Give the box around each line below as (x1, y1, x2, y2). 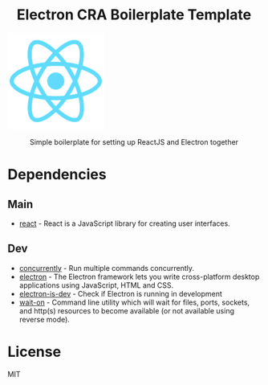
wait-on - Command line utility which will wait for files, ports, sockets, (18, 297, 250, 307)
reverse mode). (18, 314, 70, 324)
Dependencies (7, 166, 107, 184)
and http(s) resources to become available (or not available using (18, 305, 234, 315)
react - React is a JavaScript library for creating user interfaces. (18, 219, 230, 228)
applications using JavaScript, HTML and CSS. (18, 280, 174, 290)
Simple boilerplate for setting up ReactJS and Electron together (30, 137, 238, 146)
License (7, 342, 62, 361)
